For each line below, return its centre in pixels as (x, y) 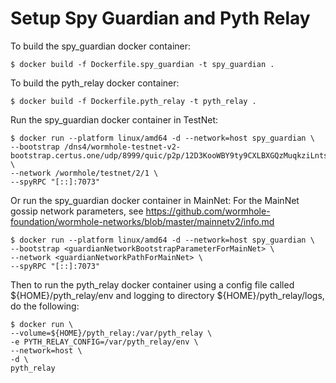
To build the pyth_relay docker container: (95, 83)
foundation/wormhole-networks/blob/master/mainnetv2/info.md (142, 221)
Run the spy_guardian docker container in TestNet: (114, 119)
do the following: (45, 306)
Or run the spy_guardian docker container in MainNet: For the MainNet (155, 200)
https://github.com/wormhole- (208, 211)
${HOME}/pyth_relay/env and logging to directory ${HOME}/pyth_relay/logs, (167, 295)
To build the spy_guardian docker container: (101, 46)
